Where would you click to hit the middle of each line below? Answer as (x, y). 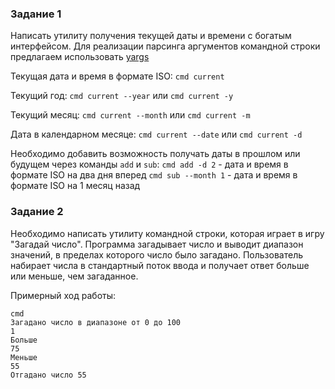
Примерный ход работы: (63, 295)
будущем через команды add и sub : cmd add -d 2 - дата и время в (149, 164)
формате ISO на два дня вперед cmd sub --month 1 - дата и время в (154, 175)
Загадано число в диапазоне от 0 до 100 (96, 322)
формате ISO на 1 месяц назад (75, 186)
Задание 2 (37, 212)
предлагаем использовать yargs (80, 57)
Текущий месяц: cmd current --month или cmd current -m (130, 115)
